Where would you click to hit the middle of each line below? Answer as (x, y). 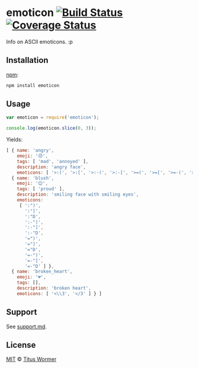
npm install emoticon (33, 85)
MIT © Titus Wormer (31, 359)
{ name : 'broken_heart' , (42, 272)
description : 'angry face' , (51, 167)
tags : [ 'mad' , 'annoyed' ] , (53, 161)
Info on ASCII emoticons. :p (39, 41)
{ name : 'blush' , (33, 178)
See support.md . (27, 327)
